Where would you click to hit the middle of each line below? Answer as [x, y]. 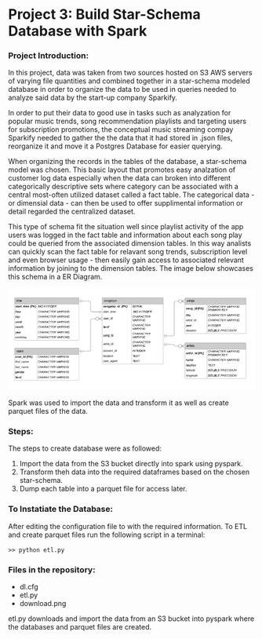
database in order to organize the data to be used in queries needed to [122, 89]
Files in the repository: [52, 569]
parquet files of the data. [48, 411]
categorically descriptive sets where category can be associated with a [124, 187]
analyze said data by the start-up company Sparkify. [93, 98]
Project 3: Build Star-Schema [105, 15]
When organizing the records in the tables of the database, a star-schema [127, 162]
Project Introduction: [48, 56]
